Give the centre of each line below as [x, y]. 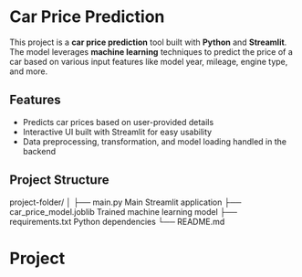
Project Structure [59, 180]
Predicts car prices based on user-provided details [118, 122]
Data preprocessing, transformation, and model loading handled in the [155, 141]
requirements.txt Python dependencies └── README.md [117, 221]
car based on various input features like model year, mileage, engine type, [149, 61]
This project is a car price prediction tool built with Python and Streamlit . [148, 42]
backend [39, 151]
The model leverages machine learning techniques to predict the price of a [151, 51]
